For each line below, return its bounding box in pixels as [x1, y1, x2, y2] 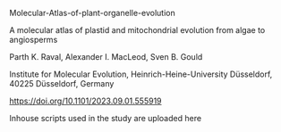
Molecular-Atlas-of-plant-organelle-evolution [9, 8, 176, 18]
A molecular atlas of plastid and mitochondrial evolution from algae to [9, 25, 266, 35]
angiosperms [9, 35, 58, 45]
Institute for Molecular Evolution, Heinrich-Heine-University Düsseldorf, [9, 69, 273, 79]
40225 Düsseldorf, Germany [9, 78, 115, 88]
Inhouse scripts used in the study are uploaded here [9, 113, 202, 123]
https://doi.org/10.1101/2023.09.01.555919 [9, 95, 163, 106]
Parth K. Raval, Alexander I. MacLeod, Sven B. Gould [9, 52, 203, 62]
